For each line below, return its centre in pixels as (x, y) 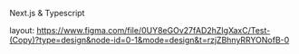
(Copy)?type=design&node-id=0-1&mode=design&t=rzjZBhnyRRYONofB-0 (149, 40)
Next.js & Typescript (47, 13)
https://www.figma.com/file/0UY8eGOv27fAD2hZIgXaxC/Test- (153, 30)
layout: (22, 30)
